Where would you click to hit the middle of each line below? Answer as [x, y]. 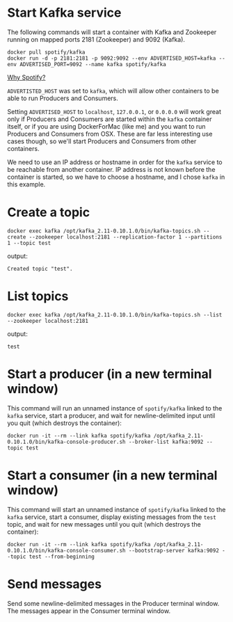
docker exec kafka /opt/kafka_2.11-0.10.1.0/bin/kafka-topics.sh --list [115, 314]
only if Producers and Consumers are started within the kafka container [110, 119]
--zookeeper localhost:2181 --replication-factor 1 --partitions [126, 237]
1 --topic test [29, 243]
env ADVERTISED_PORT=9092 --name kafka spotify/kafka [87, 64]
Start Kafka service [64, 13]
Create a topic [49, 213]
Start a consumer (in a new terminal [112, 475]
